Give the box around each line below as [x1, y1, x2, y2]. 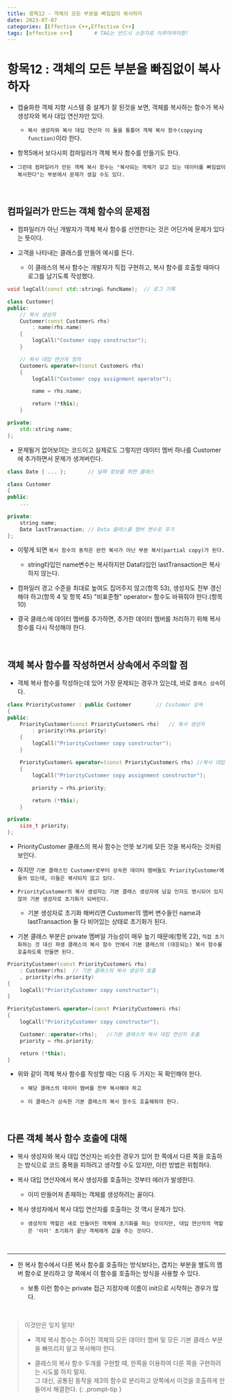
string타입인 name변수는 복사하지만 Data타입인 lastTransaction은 [27, 560, 208, 569]
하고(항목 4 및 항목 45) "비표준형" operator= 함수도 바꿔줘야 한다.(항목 [30, 593, 223, 601]
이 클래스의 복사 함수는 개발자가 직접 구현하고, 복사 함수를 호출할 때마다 [27, 263, 221, 271]
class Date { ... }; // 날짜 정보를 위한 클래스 [7, 468, 155, 475]
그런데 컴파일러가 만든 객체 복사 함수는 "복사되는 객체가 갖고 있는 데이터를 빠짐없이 [17, 164, 226, 171]
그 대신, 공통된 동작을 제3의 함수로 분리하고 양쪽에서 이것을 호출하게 [34, 1376, 218, 1385]
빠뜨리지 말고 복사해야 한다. [42, 1344, 116, 1353]
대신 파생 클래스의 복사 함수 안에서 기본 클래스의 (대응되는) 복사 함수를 [42, 941, 223, 948]
